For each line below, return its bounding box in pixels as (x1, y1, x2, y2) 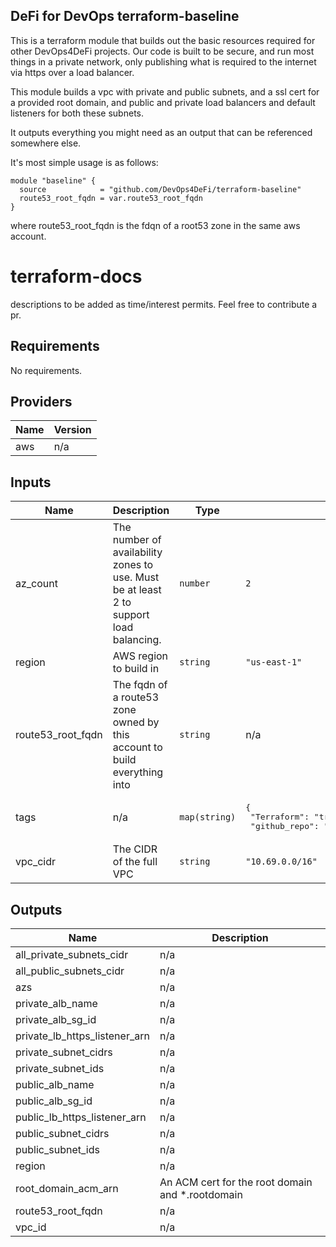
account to (112, 740, 163, 754)
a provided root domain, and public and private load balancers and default (10, 96, 316, 108)
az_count (15, 577, 58, 591)
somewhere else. (10, 137, 82, 149)
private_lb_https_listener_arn (15, 1029, 150, 1043)
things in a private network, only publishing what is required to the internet (10, 55, 317, 68)
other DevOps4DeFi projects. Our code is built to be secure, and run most (10, 45, 315, 57)
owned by (112, 715, 160, 729)
